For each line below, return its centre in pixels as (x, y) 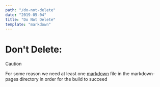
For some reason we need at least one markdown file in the (68, 74)
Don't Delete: (34, 50)
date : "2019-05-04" (26, 15)
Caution (14, 64)
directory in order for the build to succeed (63, 79)
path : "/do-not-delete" (31, 10)
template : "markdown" (28, 24)
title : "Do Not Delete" (31, 19)
